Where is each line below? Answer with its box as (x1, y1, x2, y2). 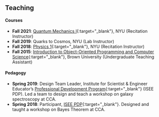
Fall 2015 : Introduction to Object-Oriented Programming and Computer (12, 48, 154, 55)
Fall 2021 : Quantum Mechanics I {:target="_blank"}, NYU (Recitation (12, 28, 148, 34)
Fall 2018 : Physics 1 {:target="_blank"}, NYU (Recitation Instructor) (12, 44, 145, 49)
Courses (5, 17, 23, 23)
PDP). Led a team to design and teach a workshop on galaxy (12, 91, 134, 97)
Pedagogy (5, 70, 26, 76)
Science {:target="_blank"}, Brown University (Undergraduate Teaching (12, 54, 155, 59)
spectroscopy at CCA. (12, 96, 57, 102)
